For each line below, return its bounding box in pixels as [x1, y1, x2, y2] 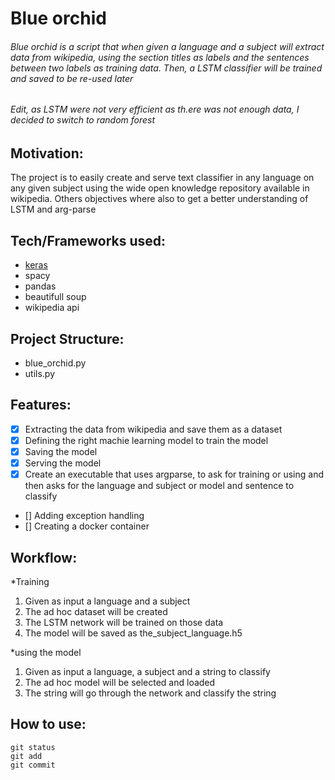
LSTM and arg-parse [10, 203, 97, 216]
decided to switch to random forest [10, 114, 156, 126]
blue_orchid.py [24, 357, 87, 369]
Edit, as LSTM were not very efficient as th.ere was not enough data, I [10, 103, 300, 116]
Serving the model [24, 457, 102, 469]
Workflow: [10, 549, 78, 566]
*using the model [10, 646, 82, 658]
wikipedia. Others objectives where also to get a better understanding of [10, 193, 309, 205]
